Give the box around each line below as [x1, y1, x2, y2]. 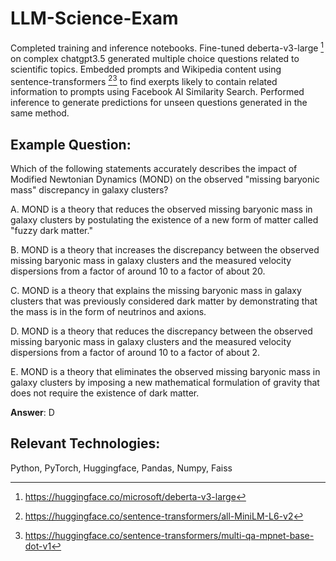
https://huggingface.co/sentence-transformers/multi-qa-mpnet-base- [24, 529, 315, 541]
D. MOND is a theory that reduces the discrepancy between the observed [10, 325, 313, 337]
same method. [10, 107, 70, 119]
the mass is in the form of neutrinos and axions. [10, 306, 207, 318]
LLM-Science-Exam [10, 7, 179, 30]
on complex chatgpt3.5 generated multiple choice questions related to [10, 52, 300, 64]
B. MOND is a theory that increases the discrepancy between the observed [10, 244, 320, 256]
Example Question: [10, 136, 132, 153]
